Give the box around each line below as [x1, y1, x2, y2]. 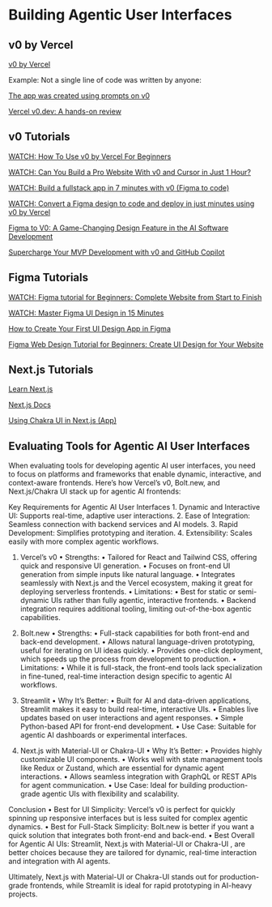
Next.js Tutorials [8, 363, 94, 377]
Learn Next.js [8, 384, 53, 394]
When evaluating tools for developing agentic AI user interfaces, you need [8, 460, 257, 471]
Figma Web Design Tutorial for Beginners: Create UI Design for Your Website [8, 339, 264, 349]
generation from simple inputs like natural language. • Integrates [19, 570, 236, 580]
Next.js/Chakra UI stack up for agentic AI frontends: [8, 486, 181, 496]
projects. [8, 889, 38, 899]
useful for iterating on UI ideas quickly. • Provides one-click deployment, [19, 646, 263, 656]
